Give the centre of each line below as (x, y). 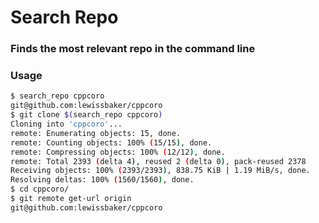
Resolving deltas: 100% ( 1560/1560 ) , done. (102, 180)
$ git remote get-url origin (71, 199)
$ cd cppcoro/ (40, 189)
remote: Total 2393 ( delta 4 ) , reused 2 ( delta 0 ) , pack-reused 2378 (158, 161)
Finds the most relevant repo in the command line (133, 49)
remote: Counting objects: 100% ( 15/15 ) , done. (111, 142)
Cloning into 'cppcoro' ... (66, 124)
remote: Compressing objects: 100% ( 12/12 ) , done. (118, 152)
